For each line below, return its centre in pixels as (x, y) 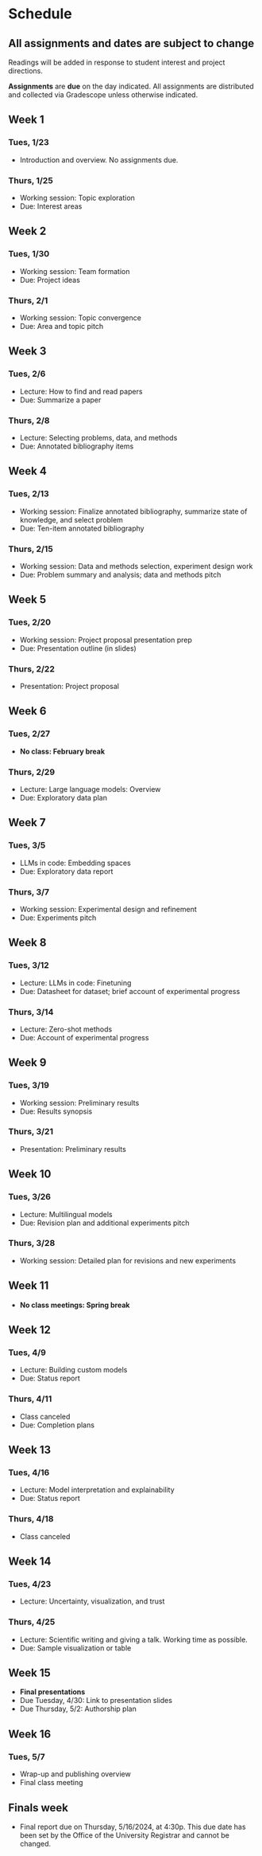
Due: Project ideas (50, 280)
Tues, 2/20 (30, 622)
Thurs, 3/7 (29, 891)
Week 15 (30, 1673)
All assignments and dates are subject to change (131, 43)
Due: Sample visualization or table (75, 1648)
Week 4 (28, 471)
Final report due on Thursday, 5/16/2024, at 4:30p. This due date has (133, 1827)
